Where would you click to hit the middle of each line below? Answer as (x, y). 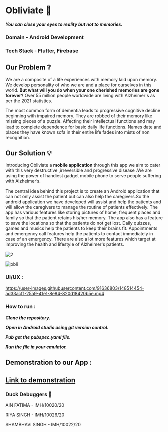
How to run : (20, 306)
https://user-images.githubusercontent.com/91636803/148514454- (75, 288)
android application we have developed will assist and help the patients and (83, 202)
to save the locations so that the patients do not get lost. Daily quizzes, (78, 223)
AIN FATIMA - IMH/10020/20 (35, 405)
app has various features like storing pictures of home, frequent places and (83, 212)
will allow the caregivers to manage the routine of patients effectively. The (81, 207)
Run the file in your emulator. (36, 347)
